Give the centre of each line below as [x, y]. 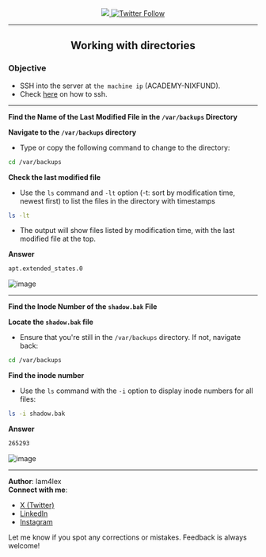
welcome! [24, 545]
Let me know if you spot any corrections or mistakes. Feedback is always [128, 537]
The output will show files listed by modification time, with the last [127, 231]
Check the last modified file [55, 177]
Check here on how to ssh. [63, 93]
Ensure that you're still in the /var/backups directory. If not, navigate [130, 338]
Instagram [36, 521]
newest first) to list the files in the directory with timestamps [117, 200]
